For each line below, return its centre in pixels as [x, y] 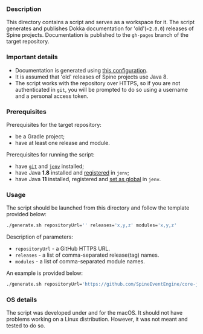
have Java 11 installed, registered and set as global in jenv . [88, 179]
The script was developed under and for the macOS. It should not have [95, 313]
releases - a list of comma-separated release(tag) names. [87, 255]
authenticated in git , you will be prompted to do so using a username [101, 89]
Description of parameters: [40, 237]
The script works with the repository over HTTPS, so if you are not [98, 83]
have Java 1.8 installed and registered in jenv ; [72, 172]
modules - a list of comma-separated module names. [80, 262]
